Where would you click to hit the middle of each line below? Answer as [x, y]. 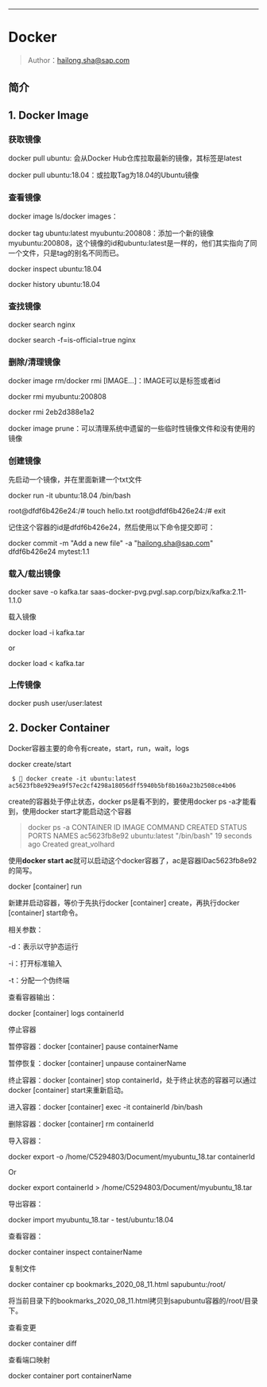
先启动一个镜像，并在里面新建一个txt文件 [75, 480]
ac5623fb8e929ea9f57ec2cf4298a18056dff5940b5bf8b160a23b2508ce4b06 [122, 785]
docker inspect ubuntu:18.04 [55, 269]
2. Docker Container [59, 728]
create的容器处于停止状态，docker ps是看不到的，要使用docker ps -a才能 [129, 801]
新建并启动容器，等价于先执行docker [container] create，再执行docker [124, 902]
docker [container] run [45, 886]
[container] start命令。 [45, 912]
